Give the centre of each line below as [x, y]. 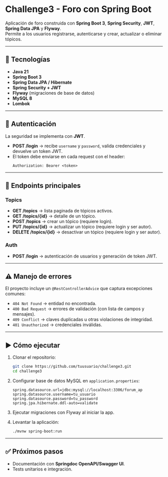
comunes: [15, 294]
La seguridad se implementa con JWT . [45, 136]
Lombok [21, 103]
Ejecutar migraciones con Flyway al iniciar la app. [63, 412]
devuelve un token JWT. [37, 151]
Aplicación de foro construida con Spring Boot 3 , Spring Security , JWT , [80, 23]
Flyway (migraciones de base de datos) [53, 93]
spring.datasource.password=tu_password [55, 399]
